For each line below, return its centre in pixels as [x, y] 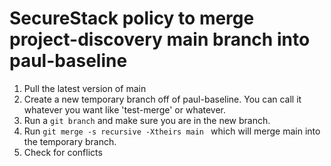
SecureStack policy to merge [132, 18]
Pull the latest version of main [85, 88]
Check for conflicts [63, 152]
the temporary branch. [70, 141]
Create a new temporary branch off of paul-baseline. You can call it [162, 99]
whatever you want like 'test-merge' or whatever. [125, 109]
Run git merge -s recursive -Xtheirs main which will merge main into [172, 131]
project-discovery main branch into [160, 39]
